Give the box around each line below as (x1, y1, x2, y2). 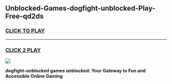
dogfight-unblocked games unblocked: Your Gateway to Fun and (5, 67, 146, 73)
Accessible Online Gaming (5, 73, 63, 79)
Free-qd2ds (5, 12, 44, 21)
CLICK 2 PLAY (5, 46, 41, 53)
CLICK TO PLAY (5, 27, 45, 35)
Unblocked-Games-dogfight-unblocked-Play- (5, 4, 156, 13)
